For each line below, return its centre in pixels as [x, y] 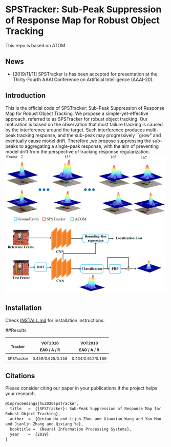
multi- [152, 130]
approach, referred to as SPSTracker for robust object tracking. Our [77, 119]
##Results [16, 330]
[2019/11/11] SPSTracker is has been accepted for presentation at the [85, 74]
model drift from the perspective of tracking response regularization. [78, 151]
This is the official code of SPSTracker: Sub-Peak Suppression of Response [85, 108]
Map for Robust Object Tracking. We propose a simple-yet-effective [77, 113]
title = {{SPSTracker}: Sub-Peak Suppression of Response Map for [85, 409]
